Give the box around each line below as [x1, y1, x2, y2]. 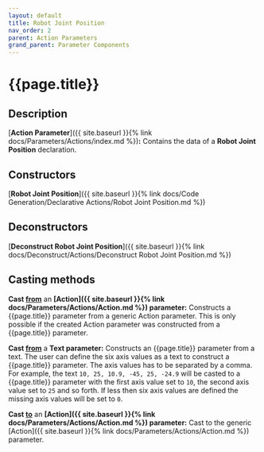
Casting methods [8, 273, 95, 287]
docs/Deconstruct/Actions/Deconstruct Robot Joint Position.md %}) [8, 249, 232, 259]
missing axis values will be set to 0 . [8, 394, 123, 404]
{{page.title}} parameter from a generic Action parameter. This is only [8, 311, 236, 320]
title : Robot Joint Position [8, 19, 105, 27]
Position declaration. [8, 145, 77, 155]
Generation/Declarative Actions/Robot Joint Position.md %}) [8, 197, 206, 207]
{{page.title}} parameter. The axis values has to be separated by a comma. [8, 360, 253, 369]
